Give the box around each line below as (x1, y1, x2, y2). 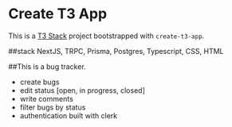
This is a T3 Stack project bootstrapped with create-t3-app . (8, 31, 205, 40)
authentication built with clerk (19, 110, 118, 120)
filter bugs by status (19, 102, 86, 112)
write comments (19, 94, 73, 103)
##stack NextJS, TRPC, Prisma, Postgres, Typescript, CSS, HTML (8, 46, 224, 56)
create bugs (19, 77, 60, 87)
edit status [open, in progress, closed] (19, 85, 145, 95)
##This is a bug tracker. (8, 61, 86, 71)
